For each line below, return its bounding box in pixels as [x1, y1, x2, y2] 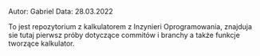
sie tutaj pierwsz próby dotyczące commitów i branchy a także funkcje [8, 31, 241, 39]
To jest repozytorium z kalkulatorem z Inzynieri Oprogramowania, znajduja [8, 22, 253, 31]
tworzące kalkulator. [8, 39, 75, 48]
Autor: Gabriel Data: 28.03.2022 [8, 7, 113, 16]
